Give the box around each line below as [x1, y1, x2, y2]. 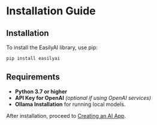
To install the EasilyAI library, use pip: [6, 44, 98, 51]
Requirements [6, 72, 60, 82]
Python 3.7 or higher [14, 88, 68, 95]
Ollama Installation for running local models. [14, 100, 126, 108]
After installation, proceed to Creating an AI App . [6, 112, 126, 119]
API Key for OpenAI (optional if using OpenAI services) [14, 94, 152, 101]
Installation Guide [6, 4, 96, 18]
